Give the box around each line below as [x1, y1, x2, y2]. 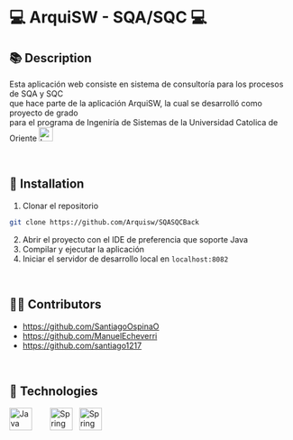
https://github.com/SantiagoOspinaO [22, 321, 160, 332]
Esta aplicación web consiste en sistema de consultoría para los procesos [9, 78, 284, 89]
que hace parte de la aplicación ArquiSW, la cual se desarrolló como [9, 98, 263, 108]
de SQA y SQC [9, 88, 64, 99]
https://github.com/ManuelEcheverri [22, 330, 158, 341]
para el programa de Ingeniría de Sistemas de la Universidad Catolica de [9, 117, 279, 127]
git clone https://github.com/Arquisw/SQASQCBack [9, 217, 200, 226]
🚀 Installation [9, 177, 85, 192]
